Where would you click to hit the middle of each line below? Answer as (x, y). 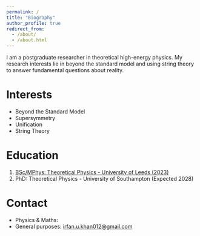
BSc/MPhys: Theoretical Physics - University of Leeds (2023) (92, 172)
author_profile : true (34, 23)
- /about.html (29, 40)
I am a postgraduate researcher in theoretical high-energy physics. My (95, 57)
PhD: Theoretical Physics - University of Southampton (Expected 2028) (104, 178)
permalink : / (23, 12)
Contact (27, 203)
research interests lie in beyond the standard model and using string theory (100, 64)
